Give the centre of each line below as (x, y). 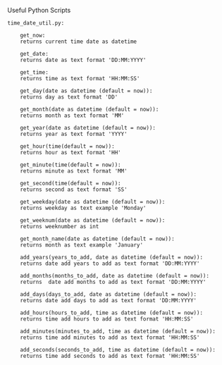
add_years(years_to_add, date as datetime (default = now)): (111, 257)
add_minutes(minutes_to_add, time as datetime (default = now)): (118, 331)
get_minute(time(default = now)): (70, 165)
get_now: (33, 35)
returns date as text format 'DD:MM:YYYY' (83, 60)
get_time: (35, 73)
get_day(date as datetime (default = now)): (86, 91)
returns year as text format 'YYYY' (74, 134)
